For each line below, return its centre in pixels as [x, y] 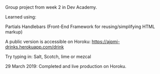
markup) [14, 32]
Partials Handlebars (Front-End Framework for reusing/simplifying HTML [80, 26]
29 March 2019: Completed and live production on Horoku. [66, 66]
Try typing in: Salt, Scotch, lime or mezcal [48, 56]
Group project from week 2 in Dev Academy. [51, 7]
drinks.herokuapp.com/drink [35, 47]
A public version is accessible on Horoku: [48, 41]
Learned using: [21, 17]
